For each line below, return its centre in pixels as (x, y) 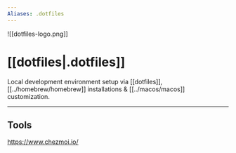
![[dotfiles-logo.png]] (38, 34)
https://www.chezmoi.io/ (43, 142)
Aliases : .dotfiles (36, 14)
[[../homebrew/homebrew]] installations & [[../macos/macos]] (96, 89)
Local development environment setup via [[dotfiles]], (85, 81)
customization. (29, 96)
